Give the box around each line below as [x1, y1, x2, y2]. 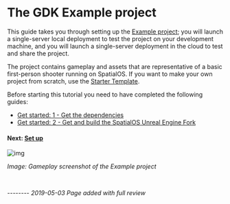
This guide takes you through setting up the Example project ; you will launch [7, 27, 223, 36]
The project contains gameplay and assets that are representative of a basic [7, 62, 223, 71]
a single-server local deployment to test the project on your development [7, 34, 214, 42]
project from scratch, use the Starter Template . [7, 77, 140, 85]
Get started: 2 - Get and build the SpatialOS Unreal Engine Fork [16, 118, 196, 126]
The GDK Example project [7, 5, 157, 21]
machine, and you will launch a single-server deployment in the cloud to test [7, 42, 223, 50]
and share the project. [7, 49, 70, 58]
